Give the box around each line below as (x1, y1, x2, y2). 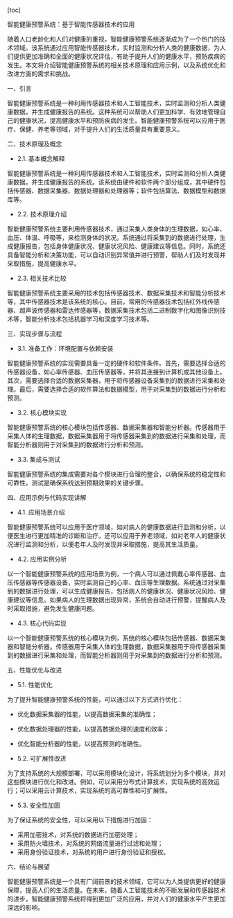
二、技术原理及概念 (7, 140, 62, 148)
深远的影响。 (7, 903, 44, 911)
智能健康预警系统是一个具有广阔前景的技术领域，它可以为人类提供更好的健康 (7, 877, 226, 885)
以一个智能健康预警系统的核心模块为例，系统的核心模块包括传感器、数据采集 (7, 634, 226, 642)
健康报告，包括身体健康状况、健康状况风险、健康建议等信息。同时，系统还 (12, 242, 226, 250)
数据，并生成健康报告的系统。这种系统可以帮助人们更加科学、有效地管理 (12, 107, 220, 116)
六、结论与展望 (7, 863, 50, 871)
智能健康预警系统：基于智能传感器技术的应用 (7, 20, 135, 28)
